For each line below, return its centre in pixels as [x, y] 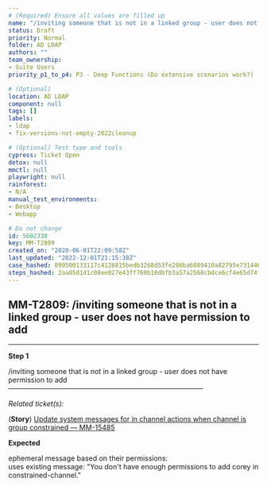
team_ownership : [35, 60]
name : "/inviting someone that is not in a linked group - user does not [133, 23]
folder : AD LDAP [35, 45]
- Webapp [23, 214]
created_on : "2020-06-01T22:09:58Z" [69, 251]
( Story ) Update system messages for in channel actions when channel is [127, 419]
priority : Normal [37, 38]
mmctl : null [28, 170]
